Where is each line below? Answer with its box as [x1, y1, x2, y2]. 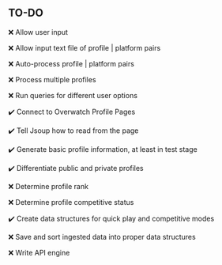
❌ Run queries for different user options [8, 90, 138, 100]
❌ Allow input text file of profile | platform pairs [8, 43, 161, 52]
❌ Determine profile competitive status [8, 197, 134, 206]
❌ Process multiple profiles [8, 74, 96, 84]
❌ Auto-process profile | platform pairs [8, 59, 134, 68]
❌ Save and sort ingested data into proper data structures [8, 232, 196, 241]
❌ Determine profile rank [8, 181, 89, 191]
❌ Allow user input [8, 27, 69, 36]
